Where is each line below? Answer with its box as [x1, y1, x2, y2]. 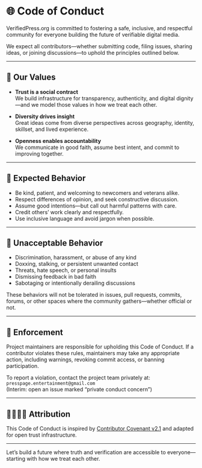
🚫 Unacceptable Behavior [6, 238, 103, 248]
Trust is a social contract [14, 88, 78, 95]
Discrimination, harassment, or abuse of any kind [14, 254, 137, 261]
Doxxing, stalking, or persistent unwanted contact [14, 261, 138, 268]
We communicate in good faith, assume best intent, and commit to [14, 144, 180, 151]
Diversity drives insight [14, 113, 75, 120]
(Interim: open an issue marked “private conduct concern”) [6, 386, 152, 393]
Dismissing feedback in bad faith [14, 273, 96, 280]
